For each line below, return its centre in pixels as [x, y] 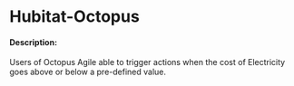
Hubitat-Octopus [75, 17]
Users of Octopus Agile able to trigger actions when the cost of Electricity [147, 62]
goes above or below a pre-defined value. [88, 72]
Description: [33, 42]
